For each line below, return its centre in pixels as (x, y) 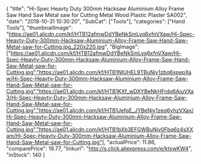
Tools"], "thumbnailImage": (39, 28)
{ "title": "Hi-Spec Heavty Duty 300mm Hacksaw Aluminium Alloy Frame (95, 9)
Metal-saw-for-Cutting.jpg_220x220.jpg (56, 47)
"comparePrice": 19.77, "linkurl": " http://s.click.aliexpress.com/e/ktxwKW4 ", (99, 148)
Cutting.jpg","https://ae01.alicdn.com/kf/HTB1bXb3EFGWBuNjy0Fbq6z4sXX (100, 129)
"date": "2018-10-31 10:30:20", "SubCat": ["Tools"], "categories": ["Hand (96, 21)
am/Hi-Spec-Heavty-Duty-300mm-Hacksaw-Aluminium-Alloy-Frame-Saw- (99, 136)
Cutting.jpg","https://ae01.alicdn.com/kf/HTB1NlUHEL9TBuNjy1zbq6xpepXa (99, 72)
